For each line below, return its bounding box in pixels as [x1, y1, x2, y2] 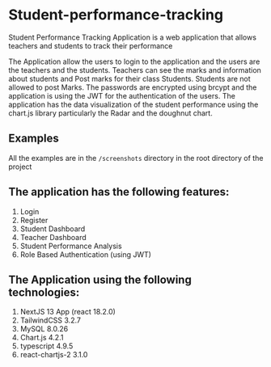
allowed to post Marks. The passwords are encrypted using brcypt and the [8, 82, 257, 92]
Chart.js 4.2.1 [19, 333, 64, 343]
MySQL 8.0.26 [19, 324, 69, 334]
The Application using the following [8, 272, 192, 286]
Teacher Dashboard [19, 232, 87, 242]
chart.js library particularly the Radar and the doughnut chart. [8, 108, 213, 118]
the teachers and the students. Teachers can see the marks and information [8, 65, 261, 74]
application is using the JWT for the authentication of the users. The [8, 91, 236, 100]
